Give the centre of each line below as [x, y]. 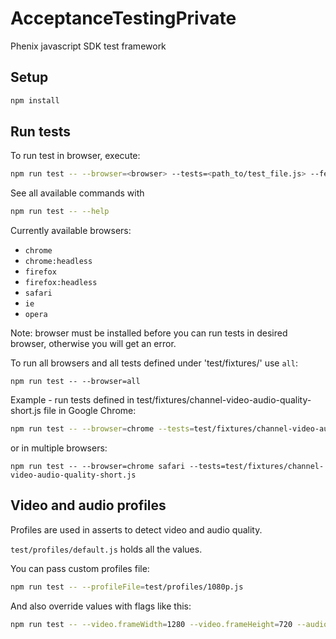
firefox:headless [61, 283]
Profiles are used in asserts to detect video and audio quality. [136, 529]
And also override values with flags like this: [101, 606]
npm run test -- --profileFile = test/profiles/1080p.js [127, 587]
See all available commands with [77, 193]
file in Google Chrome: [90, 411]
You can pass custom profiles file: [80, 568]
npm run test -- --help [60, 212]
